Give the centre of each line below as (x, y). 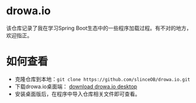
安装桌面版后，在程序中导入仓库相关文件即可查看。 (77, 94)
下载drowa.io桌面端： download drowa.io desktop (76, 86)
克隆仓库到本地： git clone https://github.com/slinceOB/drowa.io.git (102, 79)
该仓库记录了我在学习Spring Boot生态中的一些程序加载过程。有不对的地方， (99, 28)
